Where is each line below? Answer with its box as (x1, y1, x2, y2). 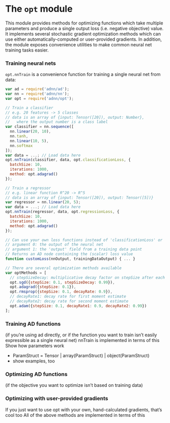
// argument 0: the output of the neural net (5, 242, 103, 247)
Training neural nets (5, 60, 56, 67)
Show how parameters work (5, 342, 65, 349)
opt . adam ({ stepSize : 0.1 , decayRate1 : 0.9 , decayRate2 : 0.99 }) (10, 303, 147, 308)
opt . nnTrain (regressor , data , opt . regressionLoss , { (5, 209, 120, 215)
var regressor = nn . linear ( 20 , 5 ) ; (5, 200, 81, 205)
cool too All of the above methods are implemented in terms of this (5, 412, 145, 418)
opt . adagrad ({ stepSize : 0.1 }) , (10, 284, 76, 289)
